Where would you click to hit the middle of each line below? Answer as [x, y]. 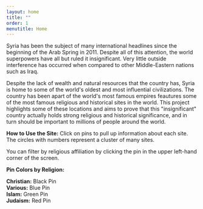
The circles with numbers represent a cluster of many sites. [80, 140]
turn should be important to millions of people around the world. [86, 122]
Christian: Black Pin [31, 181]
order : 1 [17, 23]
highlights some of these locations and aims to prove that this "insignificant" [101, 109]
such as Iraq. [22, 72]
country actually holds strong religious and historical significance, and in [97, 115]
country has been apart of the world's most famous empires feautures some [101, 96]
